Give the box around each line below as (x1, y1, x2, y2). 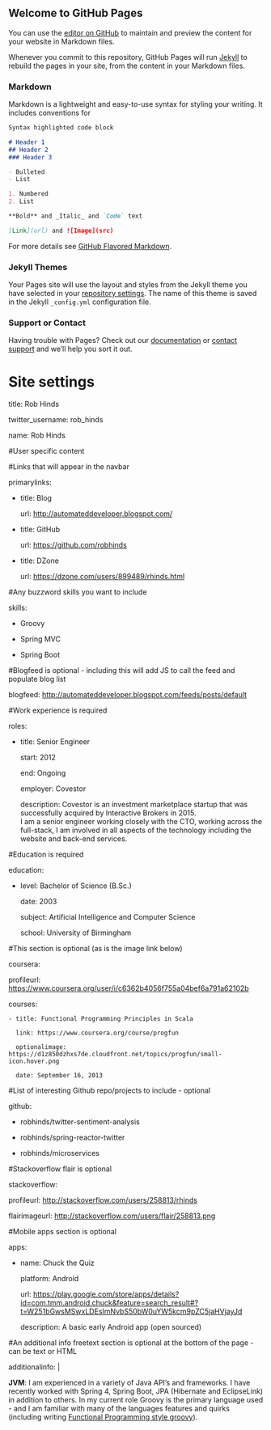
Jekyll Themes (8, 261, 68, 273)
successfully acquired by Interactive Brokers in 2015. (19, 808, 197, 818)
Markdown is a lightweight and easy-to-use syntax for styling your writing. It (8, 99, 263, 109)
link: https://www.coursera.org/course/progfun (15, 1029, 180, 1038)
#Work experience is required (8, 705, 108, 715)
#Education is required (8, 849, 84, 860)
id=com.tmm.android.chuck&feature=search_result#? (19, 1298, 199, 1308)
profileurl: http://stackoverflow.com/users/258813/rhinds (8, 1195, 198, 1205)
